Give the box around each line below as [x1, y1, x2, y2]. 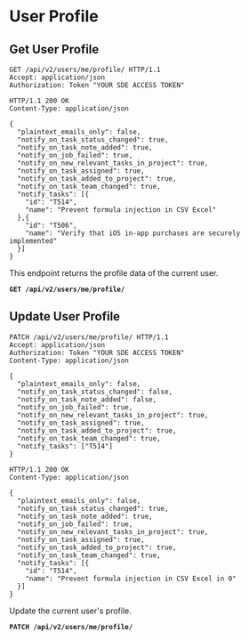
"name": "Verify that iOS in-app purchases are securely [25, 229, 241, 238]
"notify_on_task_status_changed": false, [17, 387, 173, 396]
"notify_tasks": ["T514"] [17, 442, 114, 450]
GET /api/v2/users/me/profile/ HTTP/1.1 [9, 65, 162, 74]
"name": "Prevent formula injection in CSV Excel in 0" [25, 574, 237, 583]
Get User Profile [9, 42, 100, 57]
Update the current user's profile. [9, 605, 132, 616]
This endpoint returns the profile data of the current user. [9, 268, 219, 278]
